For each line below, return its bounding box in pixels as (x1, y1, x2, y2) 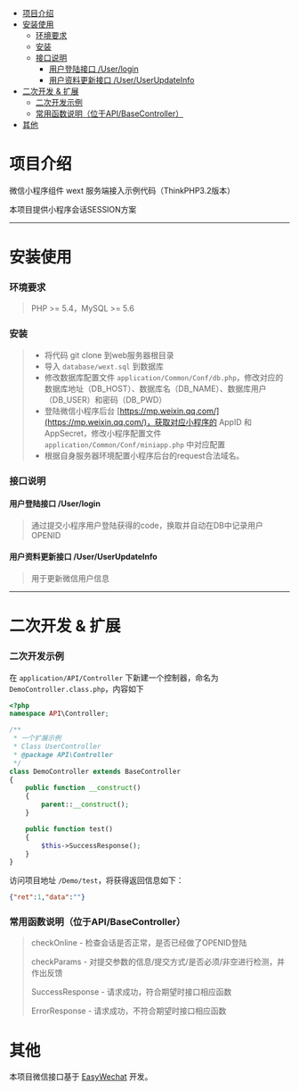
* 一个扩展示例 (12, 734, 61, 743)
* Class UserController (12, 742, 101, 752)
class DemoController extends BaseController (9, 767, 181, 776)
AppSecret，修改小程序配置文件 (44, 428, 162, 438)
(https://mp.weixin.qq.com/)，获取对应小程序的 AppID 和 (44, 416, 252, 427)
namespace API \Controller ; (9, 709, 109, 719)
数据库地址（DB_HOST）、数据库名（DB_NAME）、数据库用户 (44, 383, 267, 394)
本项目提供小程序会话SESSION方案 (9, 204, 137, 214)
